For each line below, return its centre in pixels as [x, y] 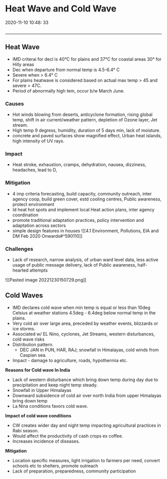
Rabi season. [26, 430]
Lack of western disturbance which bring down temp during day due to [85, 380]
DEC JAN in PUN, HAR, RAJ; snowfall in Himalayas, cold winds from [89, 350]
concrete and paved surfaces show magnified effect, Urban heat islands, [87, 136]
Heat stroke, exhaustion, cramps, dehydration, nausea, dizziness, [79, 165]
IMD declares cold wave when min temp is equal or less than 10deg [81, 307]
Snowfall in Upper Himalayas [42, 390]
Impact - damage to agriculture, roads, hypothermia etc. [70, 360]
